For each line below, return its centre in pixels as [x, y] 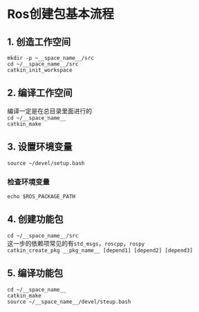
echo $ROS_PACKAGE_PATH [41, 196]
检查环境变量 [29, 182]
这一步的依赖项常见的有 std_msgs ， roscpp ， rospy [76, 243]
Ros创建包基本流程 [60, 14]
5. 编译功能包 [35, 273]
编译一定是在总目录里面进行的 [49, 110]
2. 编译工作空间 [40, 93]
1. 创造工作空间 [39, 42]
